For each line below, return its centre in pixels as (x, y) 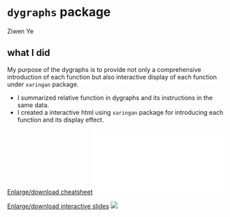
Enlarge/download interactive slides (58, 206)
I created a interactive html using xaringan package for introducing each (120, 112)
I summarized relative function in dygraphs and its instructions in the (115, 97)
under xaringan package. (43, 84)
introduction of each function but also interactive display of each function (112, 77)
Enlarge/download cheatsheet (50, 191)
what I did (29, 53)
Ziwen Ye (20, 31)
